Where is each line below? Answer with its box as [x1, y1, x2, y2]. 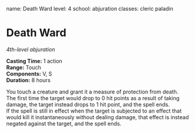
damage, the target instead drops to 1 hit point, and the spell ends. [6, 101, 170, 108]
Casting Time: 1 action [6, 57, 63, 65]
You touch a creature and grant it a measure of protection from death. [6, 88, 179, 95]
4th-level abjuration [6, 46, 55, 53]
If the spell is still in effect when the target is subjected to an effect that [6, 107, 182, 114]
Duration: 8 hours [6, 76, 51, 83]
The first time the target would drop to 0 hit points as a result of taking [6, 94, 180, 101]
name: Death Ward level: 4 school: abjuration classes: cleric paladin [6, 5, 173, 12]
